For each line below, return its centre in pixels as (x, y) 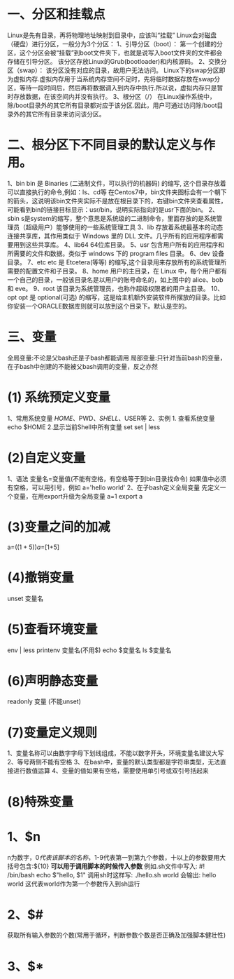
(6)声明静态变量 (53, 681)
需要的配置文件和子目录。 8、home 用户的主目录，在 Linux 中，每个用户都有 (117, 271)
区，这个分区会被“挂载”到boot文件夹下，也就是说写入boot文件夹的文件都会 (115, 53)
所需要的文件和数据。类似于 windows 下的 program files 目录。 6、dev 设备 (116, 253)
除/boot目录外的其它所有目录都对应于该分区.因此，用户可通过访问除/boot (112, 105)
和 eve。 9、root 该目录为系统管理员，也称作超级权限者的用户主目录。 (108, 288)
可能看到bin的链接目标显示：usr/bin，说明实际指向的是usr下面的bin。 (107, 209)
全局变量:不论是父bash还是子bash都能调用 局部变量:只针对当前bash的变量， (117, 358)
